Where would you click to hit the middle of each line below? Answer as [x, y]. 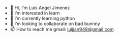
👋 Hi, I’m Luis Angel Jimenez [40, 8]
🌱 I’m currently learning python [42, 18]
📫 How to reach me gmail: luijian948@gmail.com [62, 29]
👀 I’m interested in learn [35, 13]
